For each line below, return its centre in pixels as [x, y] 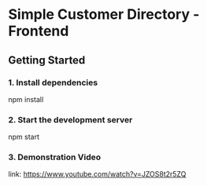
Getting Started [47, 60]
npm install [26, 99]
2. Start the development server [70, 119]
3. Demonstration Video [55, 157]
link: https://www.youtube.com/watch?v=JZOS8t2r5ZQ [97, 174]
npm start [24, 137]
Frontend [39, 31]
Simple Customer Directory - [104, 15]
